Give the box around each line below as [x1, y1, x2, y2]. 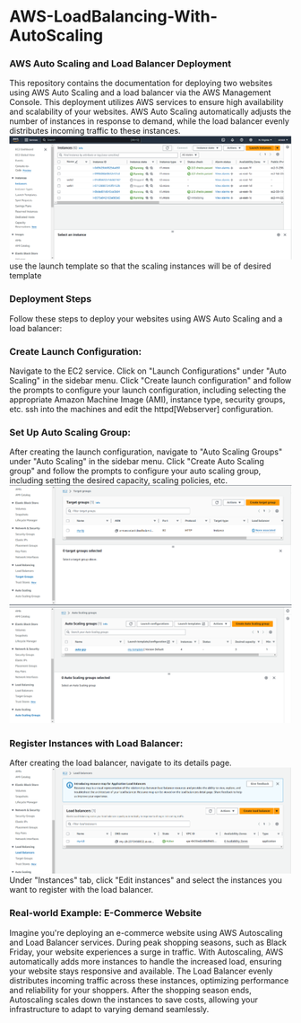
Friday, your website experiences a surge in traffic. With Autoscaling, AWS [9, 946, 284, 957]
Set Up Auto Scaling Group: [9, 426, 132, 438]
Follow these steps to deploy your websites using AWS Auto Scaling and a [9, 313, 283, 324]
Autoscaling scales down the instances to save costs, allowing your [9, 994, 258, 1005]
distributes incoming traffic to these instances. [9, 126, 181, 137]
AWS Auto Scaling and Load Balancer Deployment [9, 57, 231, 70]
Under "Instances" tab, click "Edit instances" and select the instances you [9, 875, 282, 886]
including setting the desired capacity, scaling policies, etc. [9, 475, 228, 486]
